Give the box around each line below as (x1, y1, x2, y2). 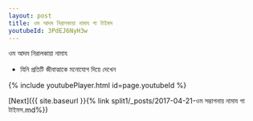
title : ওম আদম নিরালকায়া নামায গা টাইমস (8, 19, 113, 27)
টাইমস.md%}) (8, 105, 48, 115)
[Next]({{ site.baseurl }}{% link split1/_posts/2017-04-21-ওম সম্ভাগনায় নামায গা (8, 96, 245, 106)
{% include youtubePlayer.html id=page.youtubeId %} (8, 81, 187, 91)
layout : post (8, 11, 52, 20)
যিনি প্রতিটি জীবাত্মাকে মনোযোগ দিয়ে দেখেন (19, 65, 116, 75)
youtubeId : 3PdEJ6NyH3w (8, 26, 88, 34)
